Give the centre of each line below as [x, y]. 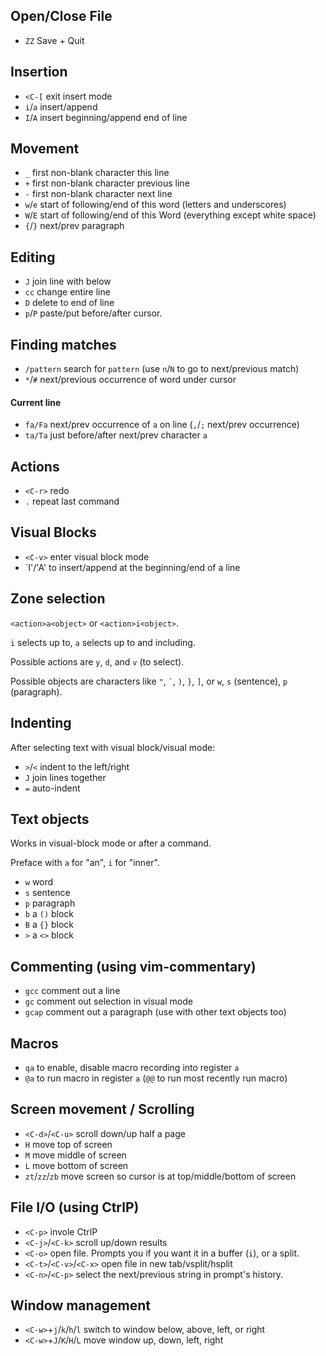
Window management [81, 1305]
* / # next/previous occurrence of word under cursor [130, 380]
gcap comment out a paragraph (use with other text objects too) [155, 1012]
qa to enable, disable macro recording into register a [132, 1067]
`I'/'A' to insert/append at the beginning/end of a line [132, 567]
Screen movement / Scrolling [102, 1109]
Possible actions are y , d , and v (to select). [97, 661]
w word [39, 882]
